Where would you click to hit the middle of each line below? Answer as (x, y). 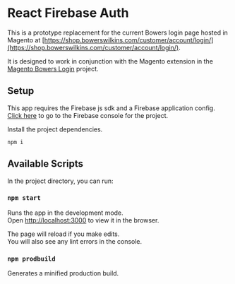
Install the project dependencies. (55, 129)
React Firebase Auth (68, 13)
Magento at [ (26, 40)
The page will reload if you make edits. (64, 234)
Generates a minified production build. (63, 273)
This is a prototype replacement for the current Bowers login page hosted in (117, 32)
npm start (24, 198)
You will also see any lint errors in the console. (75, 241)
